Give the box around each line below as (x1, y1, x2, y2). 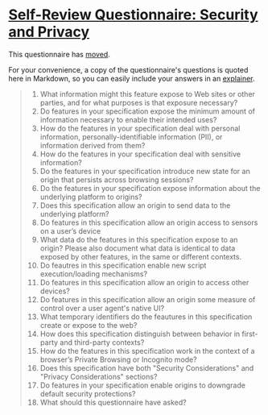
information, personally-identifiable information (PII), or (39, 131, 223, 142)
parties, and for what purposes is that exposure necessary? (39, 98, 238, 107)
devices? (39, 286, 71, 296)
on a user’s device (39, 226, 101, 235)
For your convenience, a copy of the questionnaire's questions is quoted (8, 64, 249, 74)
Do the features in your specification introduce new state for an (39, 166, 251, 176)
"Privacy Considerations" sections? (39, 371, 158, 381)
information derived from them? (39, 140, 146, 150)
